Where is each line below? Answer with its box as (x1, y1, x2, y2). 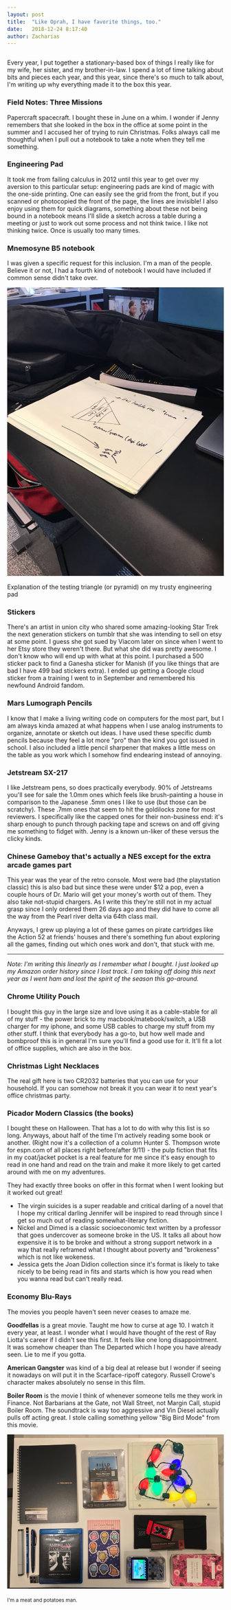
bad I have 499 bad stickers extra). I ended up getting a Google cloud (7, 667, 204, 675)
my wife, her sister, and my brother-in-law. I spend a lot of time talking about (7, 66, 223, 74)
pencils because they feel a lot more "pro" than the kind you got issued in (7, 736, 215, 744)
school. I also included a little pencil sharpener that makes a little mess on (7, 743, 216, 752)
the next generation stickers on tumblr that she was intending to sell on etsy (7, 630, 222, 638)
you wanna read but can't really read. (16, 1275, 124, 1283)
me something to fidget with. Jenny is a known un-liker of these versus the (7, 827, 219, 836)
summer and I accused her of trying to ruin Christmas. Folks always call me (7, 128, 221, 136)
